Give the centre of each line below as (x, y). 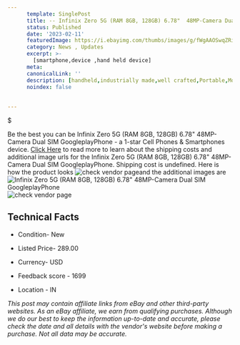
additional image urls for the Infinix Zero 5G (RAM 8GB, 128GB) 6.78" (109, 157)
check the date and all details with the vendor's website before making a (115, 326)
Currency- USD (40, 262)
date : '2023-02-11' (55, 34)
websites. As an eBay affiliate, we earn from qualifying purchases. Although (120, 311)
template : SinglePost (59, 14)
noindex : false (49, 87)
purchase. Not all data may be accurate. (67, 334)
